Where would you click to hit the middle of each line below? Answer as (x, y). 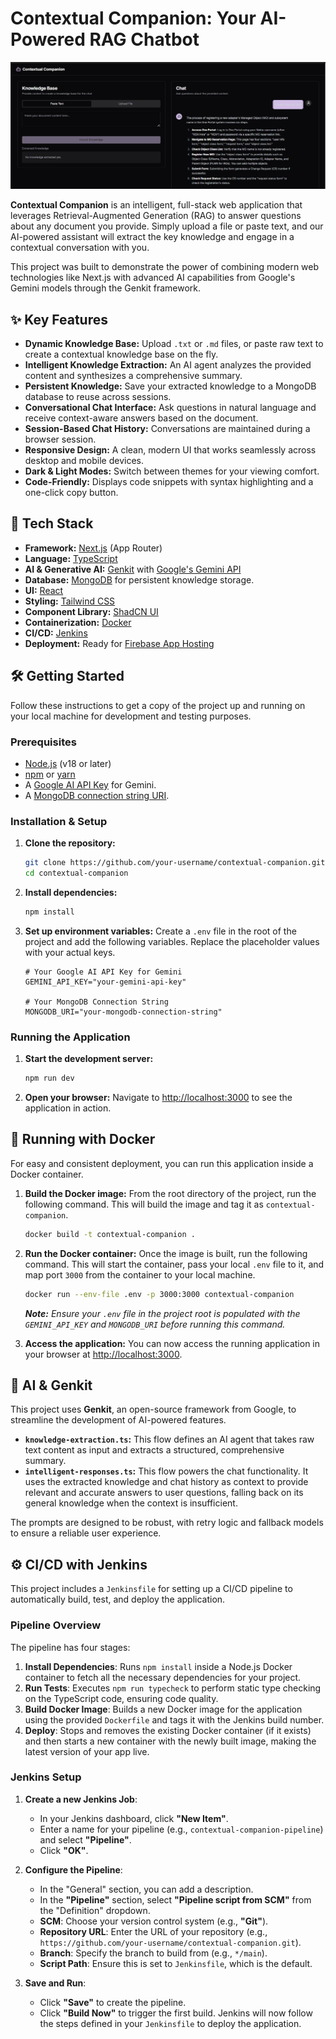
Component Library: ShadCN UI (91, 611)
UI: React (44, 590)
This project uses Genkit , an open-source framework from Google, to (153, 1409)
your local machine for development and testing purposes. (131, 716)
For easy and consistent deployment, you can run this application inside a (162, 1163)
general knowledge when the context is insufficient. (131, 1503)
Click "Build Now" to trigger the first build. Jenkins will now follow (176, 2013)
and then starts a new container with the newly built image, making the (170, 1741)
